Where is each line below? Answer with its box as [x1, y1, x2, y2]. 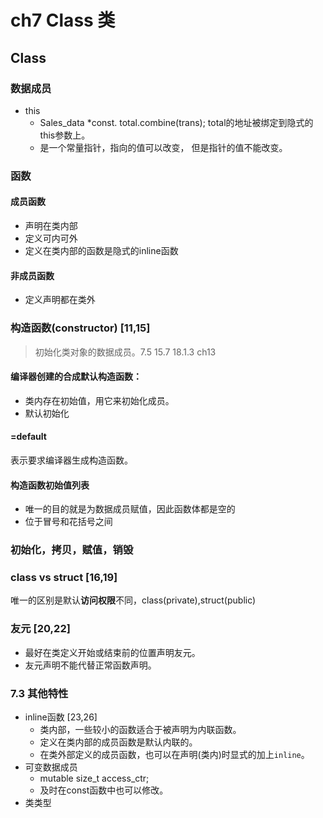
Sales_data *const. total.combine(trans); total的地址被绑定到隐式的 [39, 116, 314, 128]
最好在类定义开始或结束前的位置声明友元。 [24, 646, 201, 658]
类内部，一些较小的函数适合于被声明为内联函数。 [39, 723, 242, 735]
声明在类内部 [24, 220, 78, 231]
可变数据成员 [24, 761, 78, 773]
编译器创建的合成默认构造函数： [10, 371, 142, 383]
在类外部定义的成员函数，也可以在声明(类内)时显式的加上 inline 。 [39, 748, 310, 760]
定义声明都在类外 [24, 294, 96, 306]
